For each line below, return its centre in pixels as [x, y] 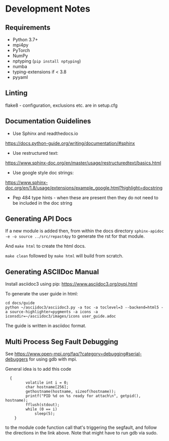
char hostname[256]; [47, 387]
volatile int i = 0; [47, 383]
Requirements [28, 28]
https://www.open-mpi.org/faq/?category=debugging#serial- [78, 354]
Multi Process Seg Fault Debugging [62, 342]
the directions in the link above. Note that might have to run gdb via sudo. [81, 433]
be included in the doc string [42, 203]
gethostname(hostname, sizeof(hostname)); [71, 392]
